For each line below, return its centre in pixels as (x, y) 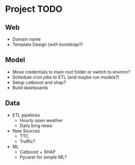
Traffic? (27, 141)
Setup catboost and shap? (39, 82)
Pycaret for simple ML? (43, 157)
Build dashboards (30, 87)
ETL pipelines (26, 115)
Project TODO (34, 9)
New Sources (26, 131)
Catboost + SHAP (38, 152)
